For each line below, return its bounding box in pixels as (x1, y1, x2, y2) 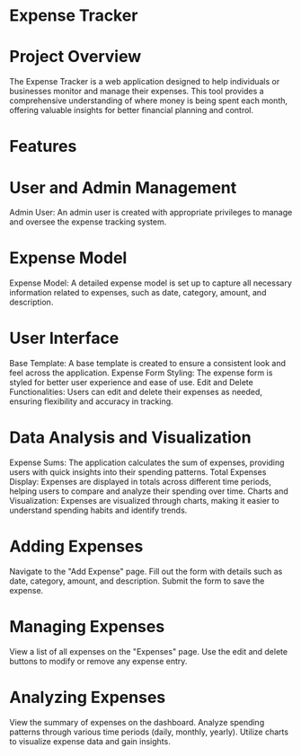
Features (9, 136, 77, 157)
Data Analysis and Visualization (9, 427, 252, 448)
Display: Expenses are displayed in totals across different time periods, (9, 477, 271, 488)
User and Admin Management (9, 177, 237, 198)
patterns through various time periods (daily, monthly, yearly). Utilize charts (9, 726, 289, 737)
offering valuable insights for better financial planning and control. (9, 105, 254, 116)
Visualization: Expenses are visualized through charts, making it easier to (9, 496, 280, 506)
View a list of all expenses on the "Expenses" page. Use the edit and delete (9, 646, 288, 656)
